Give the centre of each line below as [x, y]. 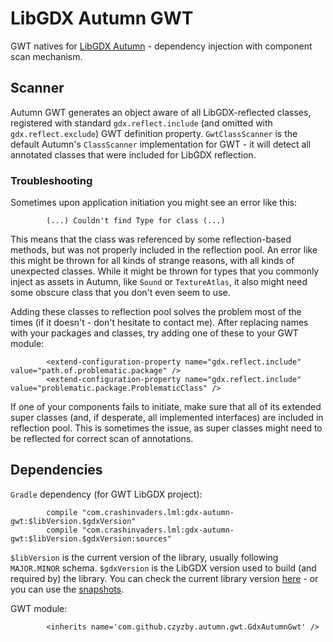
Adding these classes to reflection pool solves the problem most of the [156, 312]
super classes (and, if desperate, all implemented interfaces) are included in [167, 418]
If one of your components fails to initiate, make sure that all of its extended [166, 407]
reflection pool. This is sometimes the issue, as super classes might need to [166, 428]
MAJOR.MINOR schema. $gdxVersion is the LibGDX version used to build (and [163, 568]
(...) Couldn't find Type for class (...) [136, 221]
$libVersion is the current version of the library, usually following [144, 557]
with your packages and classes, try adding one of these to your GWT [154, 333]
